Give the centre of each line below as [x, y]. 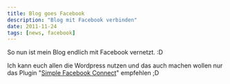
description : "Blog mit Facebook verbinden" [72, 20]
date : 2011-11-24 [32, 26]
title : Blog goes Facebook [46, 13]
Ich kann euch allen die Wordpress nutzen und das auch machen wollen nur [115, 65]
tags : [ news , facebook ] [41, 33]
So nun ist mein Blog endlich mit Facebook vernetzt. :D [85, 52]
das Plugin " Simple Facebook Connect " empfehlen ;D [83, 73]
